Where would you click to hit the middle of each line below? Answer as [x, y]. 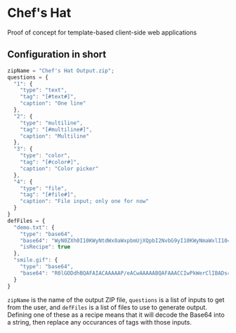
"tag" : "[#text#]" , [48, 97]
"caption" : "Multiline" [55, 136]
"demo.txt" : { [34, 227]
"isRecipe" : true [45, 247]
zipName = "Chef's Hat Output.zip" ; [61, 71]
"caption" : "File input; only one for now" [85, 202]
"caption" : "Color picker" [59, 169]
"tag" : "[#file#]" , [48, 195]
